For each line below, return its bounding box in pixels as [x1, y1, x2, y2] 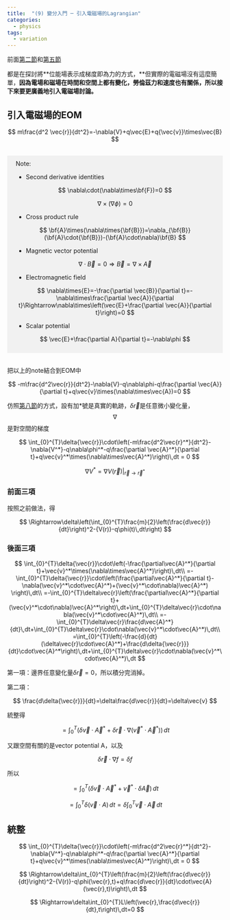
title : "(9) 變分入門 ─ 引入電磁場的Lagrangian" [7, 10, 142, 17]
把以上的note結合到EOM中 [7, 366, 82, 374]
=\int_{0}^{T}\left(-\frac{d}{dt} [73, 632, 157, 641]
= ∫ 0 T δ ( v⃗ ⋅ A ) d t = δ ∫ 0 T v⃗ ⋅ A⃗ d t [69, 799, 163, 810]
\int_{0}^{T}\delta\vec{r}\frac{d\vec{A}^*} [56, 617, 174, 625]
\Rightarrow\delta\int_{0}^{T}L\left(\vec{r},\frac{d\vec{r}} [39, 898, 201, 906]
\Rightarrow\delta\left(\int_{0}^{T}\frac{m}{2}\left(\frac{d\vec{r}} [28, 518, 211, 526]
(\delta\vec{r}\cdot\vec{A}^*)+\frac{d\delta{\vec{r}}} [40, 639, 190, 647]
